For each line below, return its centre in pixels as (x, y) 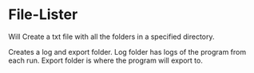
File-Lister (43, 15)
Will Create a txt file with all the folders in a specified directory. (111, 36)
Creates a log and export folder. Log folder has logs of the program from (127, 52)
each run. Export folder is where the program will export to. (106, 60)
